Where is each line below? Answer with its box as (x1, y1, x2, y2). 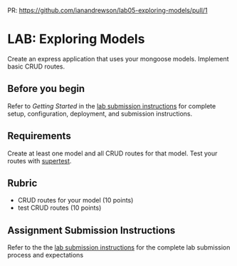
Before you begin (7, 83, 85, 95)
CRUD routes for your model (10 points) (17, 196, 134, 205)
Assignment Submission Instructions (7, 224, 176, 236)
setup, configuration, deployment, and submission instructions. (7, 109, 193, 118)
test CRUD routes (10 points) (17, 203, 102, 213)
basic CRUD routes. (7, 62, 65, 71)
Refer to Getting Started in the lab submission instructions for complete (7, 101, 216, 110)
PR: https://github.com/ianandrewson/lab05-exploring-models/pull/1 (7, 6, 208, 14)
